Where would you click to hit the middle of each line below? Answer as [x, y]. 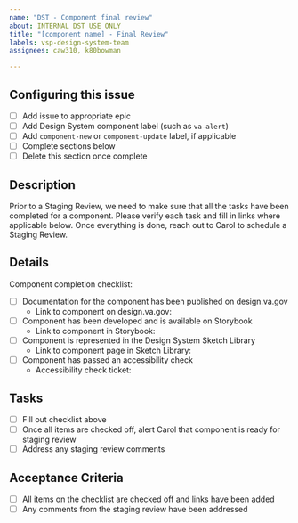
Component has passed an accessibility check [108, 360]
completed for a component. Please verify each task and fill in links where [145, 216]
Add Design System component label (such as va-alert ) [125, 126]
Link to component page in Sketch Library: [113, 351]
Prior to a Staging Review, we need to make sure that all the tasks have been [149, 207]
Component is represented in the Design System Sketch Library [139, 340]
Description [42, 185]
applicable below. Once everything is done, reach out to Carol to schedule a [148, 225]
